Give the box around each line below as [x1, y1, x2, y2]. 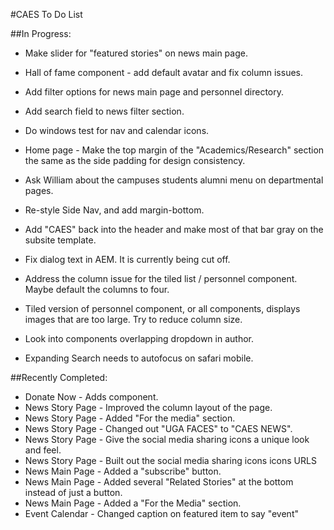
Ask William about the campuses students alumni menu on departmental [24, 174, 324, 186]
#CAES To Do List [10, 9, 83, 20]
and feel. [24, 444, 62, 456]
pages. [24, 185, 54, 196]
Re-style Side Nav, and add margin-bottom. [24, 204, 205, 216]
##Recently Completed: [10, 372, 108, 383]
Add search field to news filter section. [24, 105, 185, 117]
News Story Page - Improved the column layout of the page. [24, 402, 273, 413]
